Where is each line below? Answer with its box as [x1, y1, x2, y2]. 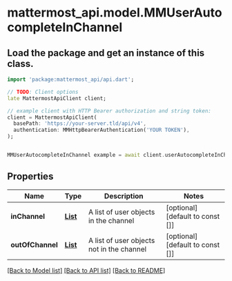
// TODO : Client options [7, 88, 79, 95]
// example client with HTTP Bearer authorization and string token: [7, 107, 212, 115]
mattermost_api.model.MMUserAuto [7, 5, 222, 21]
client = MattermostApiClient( [7, 114, 97, 121]
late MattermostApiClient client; [7, 95, 107, 101]
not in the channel [88, 244, 147, 253]
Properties [7, 171, 54, 182]
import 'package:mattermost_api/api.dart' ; [7, 76, 135, 83]
